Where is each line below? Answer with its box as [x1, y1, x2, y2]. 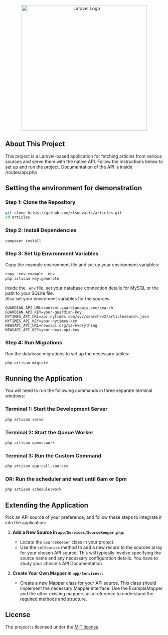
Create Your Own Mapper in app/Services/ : [12, 570, 104, 576]
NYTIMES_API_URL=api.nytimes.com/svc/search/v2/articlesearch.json [5, 314, 149, 320]
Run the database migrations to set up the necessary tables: [5, 350, 129, 357]
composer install [5, 238, 42, 244]
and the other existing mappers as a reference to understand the [20, 590, 154, 596]
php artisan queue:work [5, 440, 55, 445]
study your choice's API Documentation [20, 560, 102, 566]
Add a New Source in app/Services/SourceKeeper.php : [12, 529, 125, 535]
